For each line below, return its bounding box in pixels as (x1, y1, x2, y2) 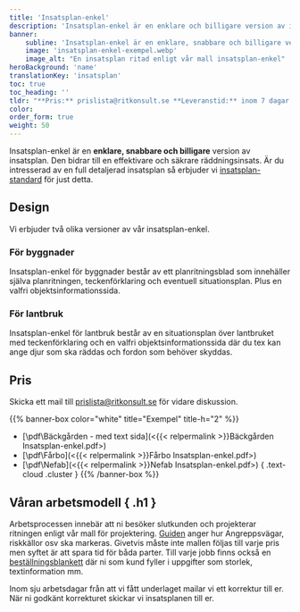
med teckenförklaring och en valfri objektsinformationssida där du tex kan (9, 337, 281, 348)
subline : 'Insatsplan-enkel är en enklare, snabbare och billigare (25, 38, 281, 47)
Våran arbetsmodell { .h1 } (9, 495, 157, 510)
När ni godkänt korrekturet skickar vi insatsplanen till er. (9, 593, 214, 604)
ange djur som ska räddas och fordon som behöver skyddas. (9, 347, 233, 357)
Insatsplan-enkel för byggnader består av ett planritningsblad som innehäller (9, 266, 291, 277)
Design (9, 200, 50, 215)
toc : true (9, 80, 46, 88)
